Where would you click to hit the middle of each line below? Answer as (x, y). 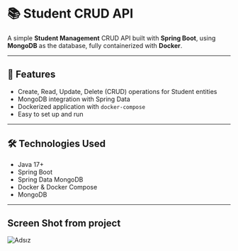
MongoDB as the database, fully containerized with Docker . (95, 45)
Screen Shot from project (64, 223)
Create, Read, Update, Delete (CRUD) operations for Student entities (117, 91)
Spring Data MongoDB (50, 179)
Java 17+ (30, 164)
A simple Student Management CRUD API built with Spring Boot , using (112, 38)
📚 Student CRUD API (70, 14)
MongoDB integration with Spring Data (74, 99)
